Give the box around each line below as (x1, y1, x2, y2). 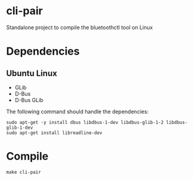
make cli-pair (6, 169, 42, 175)
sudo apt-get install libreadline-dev (6, 129, 102, 136)
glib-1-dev (6, 125, 33, 131)
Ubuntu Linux (6, 68, 58, 78)
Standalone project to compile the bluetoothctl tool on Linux (6, 24, 153, 31)
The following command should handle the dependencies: (6, 108, 149, 115)
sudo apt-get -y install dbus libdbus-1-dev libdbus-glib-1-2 (6, 119, 164, 125)
